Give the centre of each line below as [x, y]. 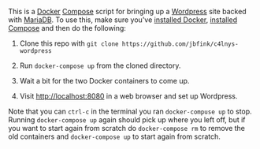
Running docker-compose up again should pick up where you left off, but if [127, 120]
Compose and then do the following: [67, 28]
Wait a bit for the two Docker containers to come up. [104, 81]
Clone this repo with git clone [69, 43]
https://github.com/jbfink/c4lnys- [180, 44]
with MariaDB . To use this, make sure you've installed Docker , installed [123, 20]
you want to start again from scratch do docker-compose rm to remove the [127, 128]
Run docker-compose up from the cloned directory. [100, 65]
